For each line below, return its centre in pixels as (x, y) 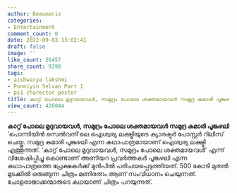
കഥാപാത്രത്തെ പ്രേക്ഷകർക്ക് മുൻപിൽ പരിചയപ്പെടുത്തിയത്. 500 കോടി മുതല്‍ (118, 165)
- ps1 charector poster (42, 93)
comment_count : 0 (33, 34)
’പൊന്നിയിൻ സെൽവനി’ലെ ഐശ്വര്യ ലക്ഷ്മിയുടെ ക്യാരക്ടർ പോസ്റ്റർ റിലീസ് (116, 134)
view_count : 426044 (36, 106)
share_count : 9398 (34, 66)
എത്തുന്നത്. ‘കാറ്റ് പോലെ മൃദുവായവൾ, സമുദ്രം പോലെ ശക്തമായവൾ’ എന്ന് (116, 150)
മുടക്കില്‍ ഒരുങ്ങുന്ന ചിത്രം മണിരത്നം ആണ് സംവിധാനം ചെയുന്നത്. (102, 173)
